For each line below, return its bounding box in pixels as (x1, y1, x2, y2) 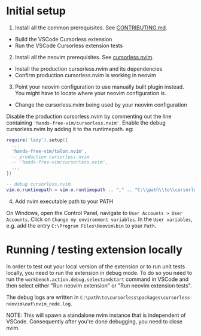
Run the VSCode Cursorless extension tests (14, 42, 123, 49)
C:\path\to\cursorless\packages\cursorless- (80, 295, 193, 301)
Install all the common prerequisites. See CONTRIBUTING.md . (14, 24, 167, 31)
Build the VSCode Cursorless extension (14, 35, 112, 43)
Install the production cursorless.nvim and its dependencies (14, 65, 163, 72)
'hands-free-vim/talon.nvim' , (11, 148, 87, 154)
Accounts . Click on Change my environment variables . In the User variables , (6, 216, 193, 223)
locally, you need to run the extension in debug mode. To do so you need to (6, 269, 193, 276)
